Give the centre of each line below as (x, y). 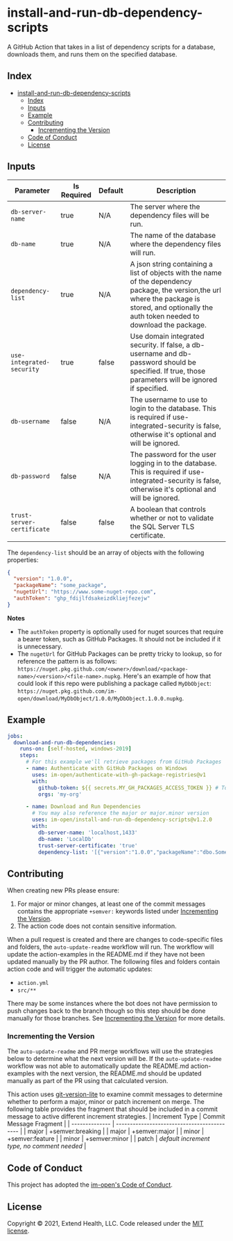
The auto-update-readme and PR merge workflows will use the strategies (110, 1051)
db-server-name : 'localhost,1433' (88, 833)
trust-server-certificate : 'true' (88, 846)
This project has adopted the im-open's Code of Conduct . (90, 1185)
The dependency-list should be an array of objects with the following (106, 552)
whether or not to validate (172, 518)
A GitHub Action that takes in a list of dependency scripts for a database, (111, 47)
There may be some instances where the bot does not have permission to (112, 1004)
